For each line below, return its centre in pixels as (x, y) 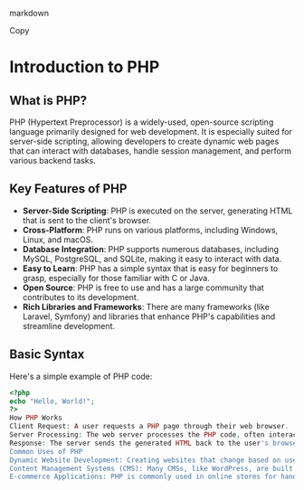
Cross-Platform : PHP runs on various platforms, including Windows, (150, 230)
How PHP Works (36, 418)
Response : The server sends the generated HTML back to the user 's (139, 443)
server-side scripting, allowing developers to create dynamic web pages (144, 141)
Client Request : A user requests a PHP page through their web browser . (149, 427)
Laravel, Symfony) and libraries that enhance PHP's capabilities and (149, 316)
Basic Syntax (47, 355)
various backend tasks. (53, 160)
